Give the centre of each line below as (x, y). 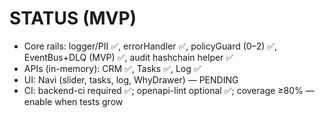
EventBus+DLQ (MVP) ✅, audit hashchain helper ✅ (128, 57)
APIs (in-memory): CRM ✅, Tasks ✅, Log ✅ (112, 68)
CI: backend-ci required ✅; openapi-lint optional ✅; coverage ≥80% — (169, 90)
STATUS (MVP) (73, 18)
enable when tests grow (73, 101)
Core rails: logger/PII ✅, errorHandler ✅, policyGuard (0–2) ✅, (150, 46)
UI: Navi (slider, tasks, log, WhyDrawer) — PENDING (131, 79)
